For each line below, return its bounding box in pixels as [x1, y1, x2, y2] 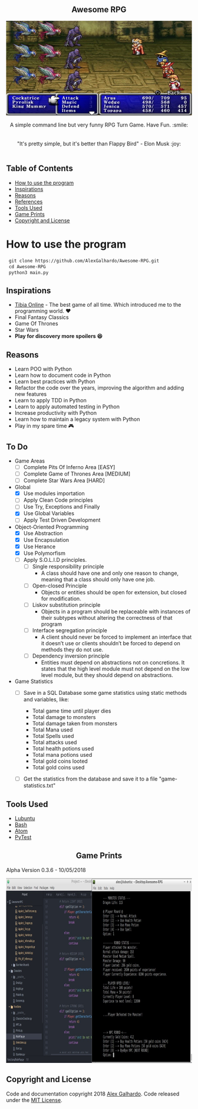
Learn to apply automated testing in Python [14, 403, 120, 410]
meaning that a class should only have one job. [41, 575, 156, 583]
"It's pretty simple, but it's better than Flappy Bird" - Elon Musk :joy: [16, 140, 181, 147]
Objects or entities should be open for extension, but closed [41, 588, 187, 596]
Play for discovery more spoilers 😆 [14, 333, 103, 340]
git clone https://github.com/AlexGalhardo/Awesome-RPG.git [8, 258, 160, 264]
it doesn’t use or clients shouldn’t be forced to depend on [41, 640, 181, 647]
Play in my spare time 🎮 [14, 422, 74, 430]
